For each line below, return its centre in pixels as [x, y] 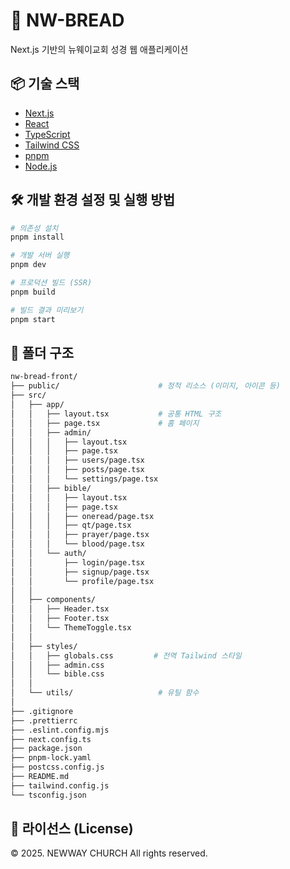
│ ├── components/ [53, 600]
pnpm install [37, 237]
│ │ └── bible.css [57, 674]
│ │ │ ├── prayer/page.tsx [80, 535]
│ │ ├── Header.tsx [60, 609]
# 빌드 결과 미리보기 [47, 310]
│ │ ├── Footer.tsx [60, 619]
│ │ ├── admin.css [57, 665]
